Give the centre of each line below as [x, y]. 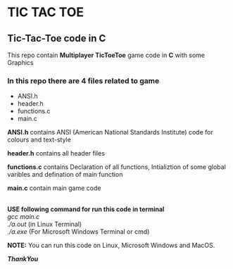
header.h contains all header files [56, 154]
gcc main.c [24, 217]
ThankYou [23, 259]
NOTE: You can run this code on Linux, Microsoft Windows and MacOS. [111, 245]
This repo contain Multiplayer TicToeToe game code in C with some [106, 55]
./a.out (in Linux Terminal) [45, 224]
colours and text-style [39, 140]
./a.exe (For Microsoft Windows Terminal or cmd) [78, 232]
